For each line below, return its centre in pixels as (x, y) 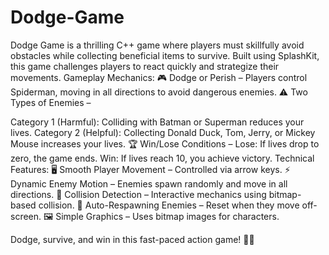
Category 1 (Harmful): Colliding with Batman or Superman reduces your (157, 122)
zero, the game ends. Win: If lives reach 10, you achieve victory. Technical (162, 158)
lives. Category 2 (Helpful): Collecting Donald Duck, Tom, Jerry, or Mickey (163, 132)
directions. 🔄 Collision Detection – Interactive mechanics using (138, 194)
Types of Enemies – (51, 102)
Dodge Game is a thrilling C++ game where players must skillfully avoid (157, 45)
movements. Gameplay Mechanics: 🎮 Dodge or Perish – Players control (159, 77)
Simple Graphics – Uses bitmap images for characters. (167, 216)
